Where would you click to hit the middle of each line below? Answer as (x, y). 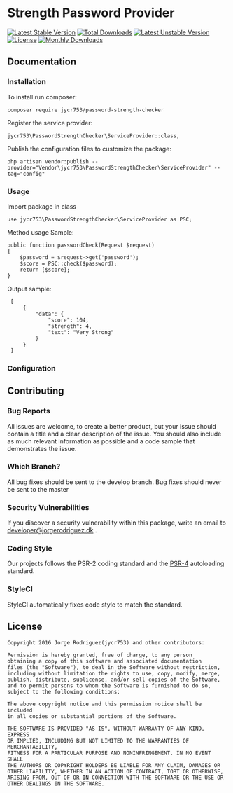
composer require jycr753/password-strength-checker (86, 110)
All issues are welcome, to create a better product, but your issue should (112, 426)
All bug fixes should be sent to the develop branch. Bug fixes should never (114, 482)
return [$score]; (45, 270)
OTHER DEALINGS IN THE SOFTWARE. (56, 784)
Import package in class (42, 206)
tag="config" (26, 174)
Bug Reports (29, 411)
